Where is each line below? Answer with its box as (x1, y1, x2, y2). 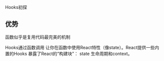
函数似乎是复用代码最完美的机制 (5, 34, 70, 40)
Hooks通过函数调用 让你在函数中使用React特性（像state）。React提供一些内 (5, 44, 160, 50)
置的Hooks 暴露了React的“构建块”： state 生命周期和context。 (5, 51, 132, 57)
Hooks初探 (5, 4, 27, 10)
